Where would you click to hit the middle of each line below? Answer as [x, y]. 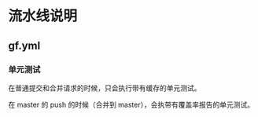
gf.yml [24, 45]
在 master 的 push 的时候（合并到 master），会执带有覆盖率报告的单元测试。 [131, 104]
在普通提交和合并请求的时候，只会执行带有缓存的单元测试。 [105, 88]
